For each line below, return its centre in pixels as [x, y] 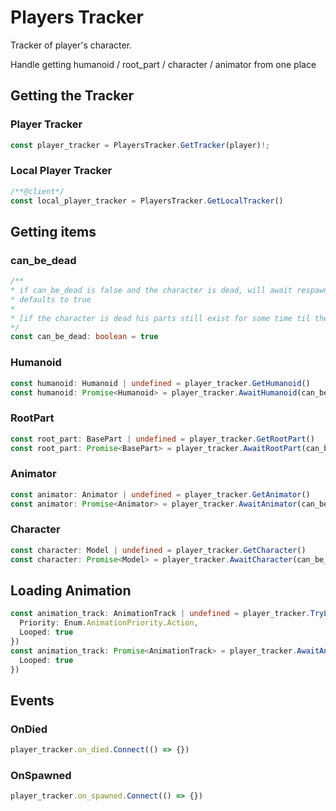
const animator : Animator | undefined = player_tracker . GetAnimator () [160, 494]
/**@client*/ [37, 191]
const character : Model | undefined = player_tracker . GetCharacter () [158, 550]
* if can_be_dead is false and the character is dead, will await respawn [169, 291]
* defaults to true [51, 299]
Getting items [53, 231]
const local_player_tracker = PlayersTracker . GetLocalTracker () [147, 201]
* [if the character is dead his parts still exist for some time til [160, 318]
